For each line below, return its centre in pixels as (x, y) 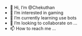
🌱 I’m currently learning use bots (43, 18)
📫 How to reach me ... (33, 28)
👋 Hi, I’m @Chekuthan (32, 8)
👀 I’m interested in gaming (37, 13)
